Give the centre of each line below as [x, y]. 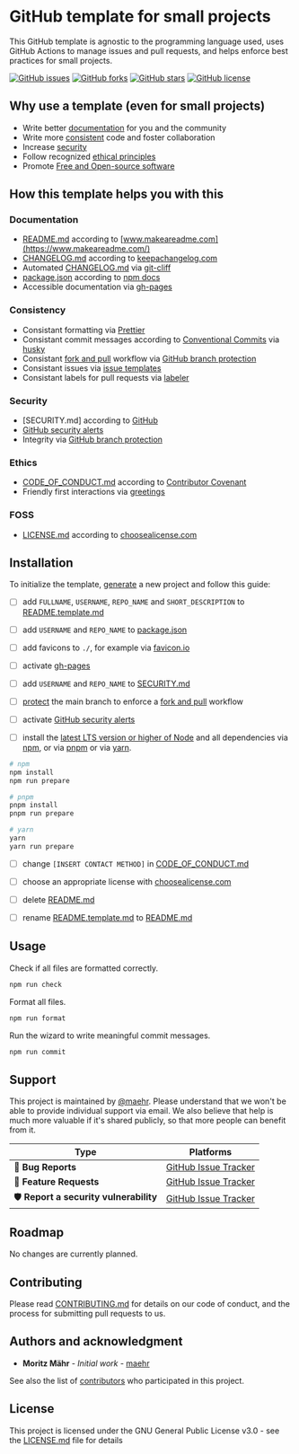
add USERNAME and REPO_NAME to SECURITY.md [106, 683]
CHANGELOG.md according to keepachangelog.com [120, 259]
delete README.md [58, 899]
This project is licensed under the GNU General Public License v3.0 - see [145, 1431]
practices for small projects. [61, 60]
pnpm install [34, 806]
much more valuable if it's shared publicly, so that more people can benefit [148, 1121]
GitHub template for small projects [140, 17]
